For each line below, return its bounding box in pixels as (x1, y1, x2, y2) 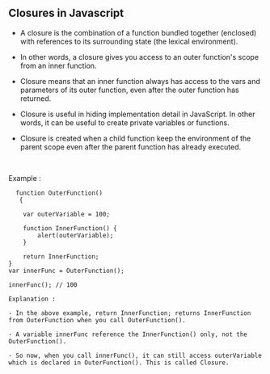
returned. (19, 93, 52, 103)
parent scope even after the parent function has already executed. (19, 141, 242, 152)
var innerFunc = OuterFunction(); (8, 267, 125, 275)
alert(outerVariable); (37, 231, 114, 239)
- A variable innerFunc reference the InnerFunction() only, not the (8, 330, 248, 338)
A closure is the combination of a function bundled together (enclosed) (19, 27, 257, 37)
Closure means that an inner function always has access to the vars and (19, 76, 261, 86)
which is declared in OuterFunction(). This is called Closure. (8, 359, 230, 367)
